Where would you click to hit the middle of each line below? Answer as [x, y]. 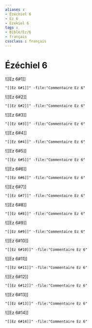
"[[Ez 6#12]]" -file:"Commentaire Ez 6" [46, 286]
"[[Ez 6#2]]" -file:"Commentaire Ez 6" [45, 106]
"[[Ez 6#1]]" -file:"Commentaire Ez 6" [45, 88]
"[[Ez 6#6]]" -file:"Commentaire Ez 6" [45, 178]
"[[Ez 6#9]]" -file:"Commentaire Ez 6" [45, 232]
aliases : [15, 10]
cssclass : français [26, 41]
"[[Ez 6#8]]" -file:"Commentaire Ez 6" [45, 213]
